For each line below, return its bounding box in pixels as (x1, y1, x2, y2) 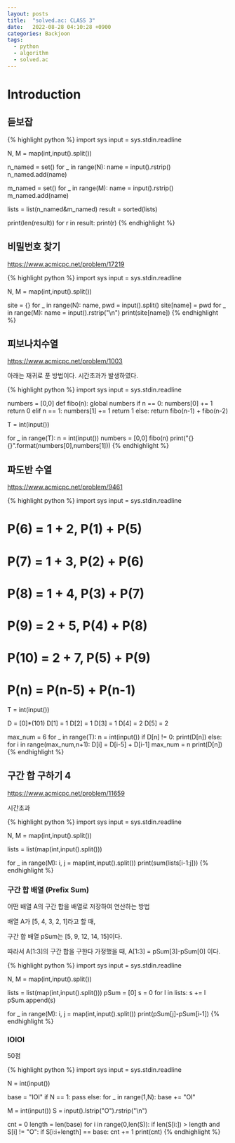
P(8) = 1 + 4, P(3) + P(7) (7, 585, 145, 601)
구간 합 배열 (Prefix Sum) (7, 885, 90, 894)
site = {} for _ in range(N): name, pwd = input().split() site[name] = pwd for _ (7, 301, 227, 309)
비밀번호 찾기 (7, 241, 61, 253)
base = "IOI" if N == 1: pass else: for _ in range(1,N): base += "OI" (7, 1093, 196, 1101)
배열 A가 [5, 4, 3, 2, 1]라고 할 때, (7, 917, 96, 926)
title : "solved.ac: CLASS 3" (7, 17, 96, 24)
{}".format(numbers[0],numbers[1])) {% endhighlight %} (7, 442, 170, 450)
